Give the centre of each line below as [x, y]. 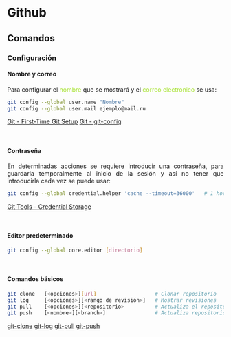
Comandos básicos [35, 279]
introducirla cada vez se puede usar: [59, 181]
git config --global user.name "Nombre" [66, 102]
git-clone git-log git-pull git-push [54, 326]
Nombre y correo [32, 74]
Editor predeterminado [40, 236]
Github [27, 13]
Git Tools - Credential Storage [49, 206]
